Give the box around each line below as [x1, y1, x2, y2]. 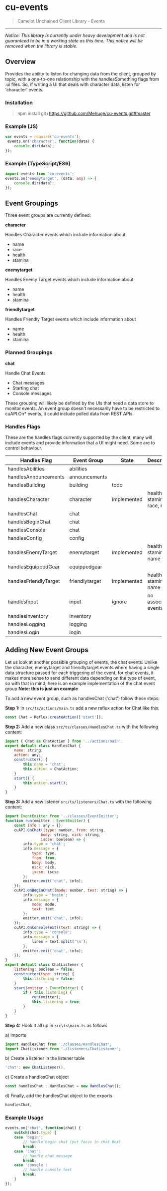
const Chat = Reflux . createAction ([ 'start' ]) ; [5, 715, 103, 720]
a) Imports [5, 1032, 26, 1038]
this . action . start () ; [23, 781, 68, 786]
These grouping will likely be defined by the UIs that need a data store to [5, 400, 154, 406]
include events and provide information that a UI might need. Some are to [5, 440, 155, 446]
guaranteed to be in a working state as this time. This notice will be [5, 37, 143, 43]
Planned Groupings [5, 349, 53, 356]
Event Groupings [5, 199, 58, 208]
